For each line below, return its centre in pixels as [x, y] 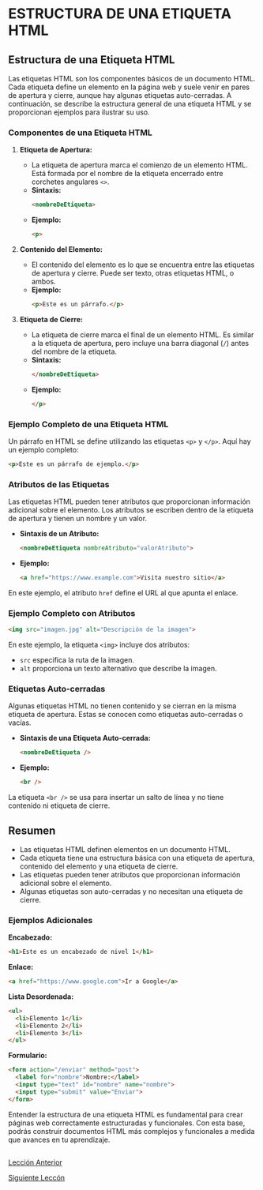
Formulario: [28, 1056]
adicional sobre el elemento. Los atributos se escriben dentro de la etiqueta [131, 510]
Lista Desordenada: [41, 997]
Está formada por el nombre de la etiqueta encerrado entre [127, 174]
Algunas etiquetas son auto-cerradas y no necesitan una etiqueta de [131, 891]
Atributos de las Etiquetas [59, 484]
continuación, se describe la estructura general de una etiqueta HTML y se [130, 104]
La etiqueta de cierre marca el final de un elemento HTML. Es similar [143, 334]
